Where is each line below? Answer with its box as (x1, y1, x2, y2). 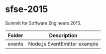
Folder (7, 31, 23, 38)
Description (49, 31, 78, 38)
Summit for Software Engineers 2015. (5, 20, 82, 26)
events (7, 40, 23, 47)
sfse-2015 (5, 3, 48, 15)
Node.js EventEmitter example (28, 40, 99, 47)
